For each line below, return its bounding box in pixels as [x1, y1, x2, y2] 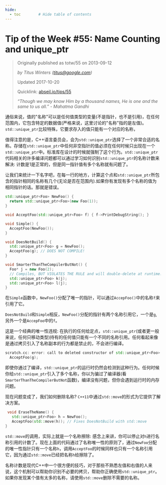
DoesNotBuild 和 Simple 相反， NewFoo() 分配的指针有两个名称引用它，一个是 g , [5, 311, 157, 317]
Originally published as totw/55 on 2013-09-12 [17, 60, 112, 66]
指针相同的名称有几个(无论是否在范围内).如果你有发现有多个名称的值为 [13, 178, 157, 184]
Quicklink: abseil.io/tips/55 [17, 89, 72, 95]
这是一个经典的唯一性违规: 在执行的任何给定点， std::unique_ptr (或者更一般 [5, 328, 160, 334]
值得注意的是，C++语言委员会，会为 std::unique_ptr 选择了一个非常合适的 [5, 137, 156, 143]
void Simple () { [5, 221, 39, 226]
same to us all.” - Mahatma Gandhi [17, 103, 89, 109]
